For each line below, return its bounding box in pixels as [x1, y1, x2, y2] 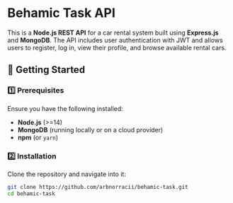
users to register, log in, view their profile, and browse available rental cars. [7, 43, 227, 52]
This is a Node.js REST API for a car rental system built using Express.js [7, 28, 219, 37]
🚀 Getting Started [7, 64, 86, 76]
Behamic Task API [7, 5, 115, 21]
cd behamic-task [7, 190, 55, 197]
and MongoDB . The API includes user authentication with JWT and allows [7, 35, 223, 44]
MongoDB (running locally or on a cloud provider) [17, 125, 164, 134]
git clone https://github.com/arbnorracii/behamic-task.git [7, 183, 189, 190]
